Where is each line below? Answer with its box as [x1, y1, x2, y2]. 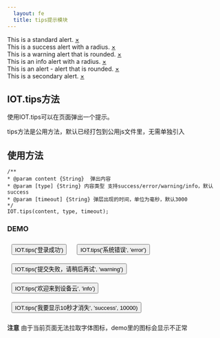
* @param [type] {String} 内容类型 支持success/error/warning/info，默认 [7, 183, 214, 190]
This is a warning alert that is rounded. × [7, 49, 122, 58]
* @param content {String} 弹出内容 [7, 176, 111, 183]
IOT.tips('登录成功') [14, 247, 64, 254]
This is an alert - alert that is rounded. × [7, 65, 120, 73]
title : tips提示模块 [13, 16, 68, 23]
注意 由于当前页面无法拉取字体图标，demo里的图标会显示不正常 [7, 324, 188, 332]
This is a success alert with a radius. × [7, 43, 115, 51]
